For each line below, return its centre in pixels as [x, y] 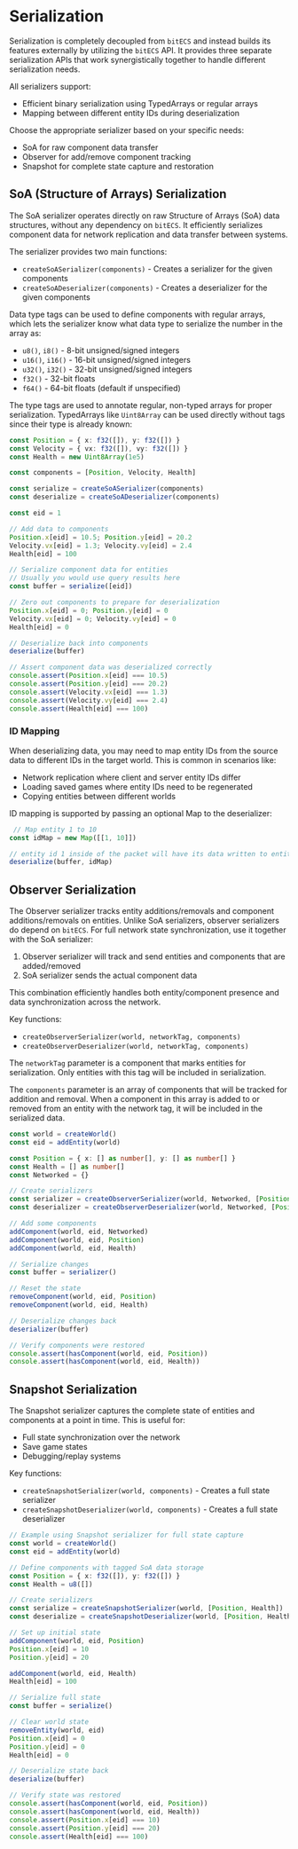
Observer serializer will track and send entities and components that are [153, 956]
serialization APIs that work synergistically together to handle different [137, 59]
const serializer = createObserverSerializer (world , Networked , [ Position [150, 1200]
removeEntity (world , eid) [57, 1730]
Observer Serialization [73, 889]
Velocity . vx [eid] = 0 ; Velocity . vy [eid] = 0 [93, 618]
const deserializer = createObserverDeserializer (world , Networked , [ [142, 1208]
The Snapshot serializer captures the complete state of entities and [132, 1411]
